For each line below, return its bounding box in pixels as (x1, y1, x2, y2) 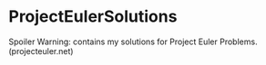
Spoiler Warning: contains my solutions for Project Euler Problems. (8, 36, 258, 47)
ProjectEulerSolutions (8, 6, 178, 27)
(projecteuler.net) (8, 45, 74, 56)
